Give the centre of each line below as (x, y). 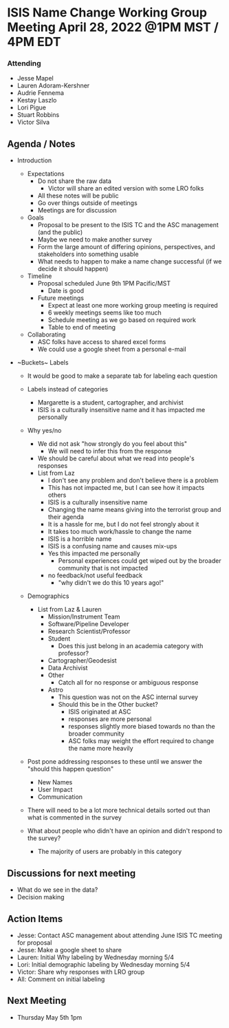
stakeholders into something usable (88, 254)
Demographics (48, 596)
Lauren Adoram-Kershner (53, 86)
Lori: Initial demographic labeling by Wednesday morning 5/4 (103, 964)
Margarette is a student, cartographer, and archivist (110, 403)
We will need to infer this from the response (110, 451)
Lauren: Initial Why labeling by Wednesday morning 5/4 (95, 957)
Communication (60, 797)
